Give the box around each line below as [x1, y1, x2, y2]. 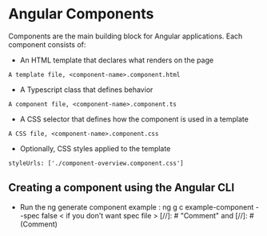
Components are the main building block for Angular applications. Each [8, 31, 243, 41]
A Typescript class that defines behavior [19, 85, 153, 94]
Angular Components [8, 5, 154, 23]
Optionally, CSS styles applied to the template [19, 143, 171, 153]
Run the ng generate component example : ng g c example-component [19, 202, 254, 212]
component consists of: [8, 39, 86, 49]
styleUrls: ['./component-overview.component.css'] [8, 159, 184, 167]
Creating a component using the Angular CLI [8, 181, 235, 194]
